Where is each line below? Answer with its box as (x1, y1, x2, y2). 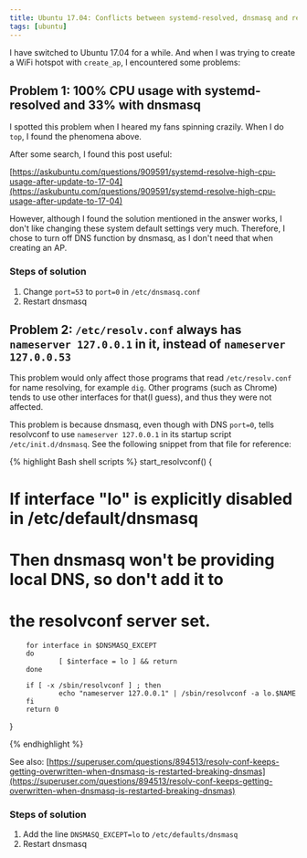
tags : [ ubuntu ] (9, 22, 68, 31)
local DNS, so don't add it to (9, 569, 224, 590)
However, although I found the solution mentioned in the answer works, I (9, 214, 283, 225)
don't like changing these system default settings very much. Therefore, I (9, 223, 286, 234)
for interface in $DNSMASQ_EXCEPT (26, 641, 157, 650)
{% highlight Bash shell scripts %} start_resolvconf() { (9, 456, 213, 467)
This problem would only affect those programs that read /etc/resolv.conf (9, 372, 292, 383)
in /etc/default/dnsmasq (9, 507, 199, 528)
